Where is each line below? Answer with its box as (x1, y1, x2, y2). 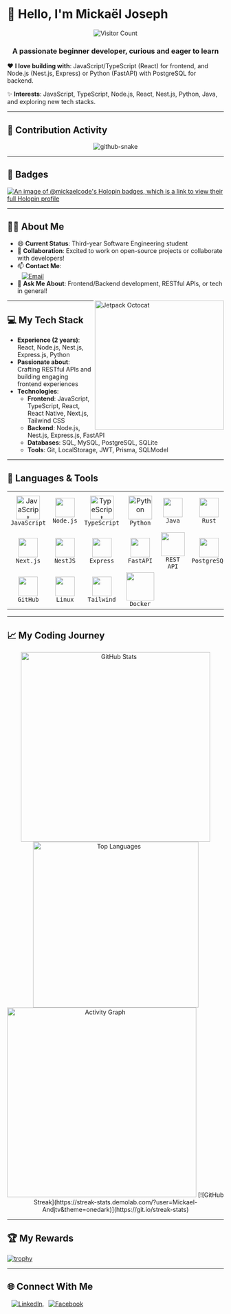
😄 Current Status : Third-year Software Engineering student (16, 239, 188, 247)
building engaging (16, 372, 69, 381)
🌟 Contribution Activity (7, 124, 108, 136)
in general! (16, 287, 48, 295)
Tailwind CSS (27, 416, 65, 425)
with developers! (16, 254, 65, 262)
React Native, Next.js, (27, 410, 89, 418)
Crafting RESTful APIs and (16, 365, 91, 374)
